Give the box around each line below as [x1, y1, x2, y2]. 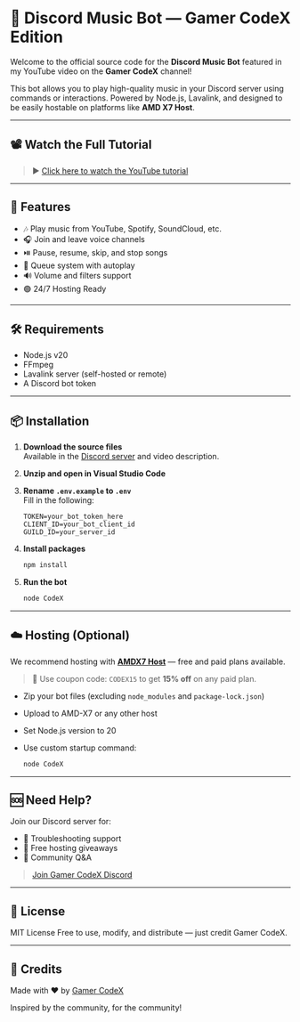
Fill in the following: [22, 495, 94, 506]
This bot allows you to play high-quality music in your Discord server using [10, 83, 284, 93]
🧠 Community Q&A [22, 852, 93, 863]
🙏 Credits [10, 961, 63, 977]
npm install [22, 561, 68, 570]
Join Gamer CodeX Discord [31, 870, 133, 880]
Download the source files [22, 442, 123, 452]
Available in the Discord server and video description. [22, 451, 220, 462]
